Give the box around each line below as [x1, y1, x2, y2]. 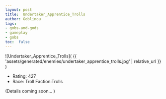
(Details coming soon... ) [5, 88, 56, 94]
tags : [5, 21, 16, 26]
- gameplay [5, 30, 28, 35]
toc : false [5, 40, 30, 45]
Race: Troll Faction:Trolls [12, 78, 63, 84]
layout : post [5, 7, 32, 12]
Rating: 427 [12, 73, 36, 79]
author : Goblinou [5, 16, 41, 21]
